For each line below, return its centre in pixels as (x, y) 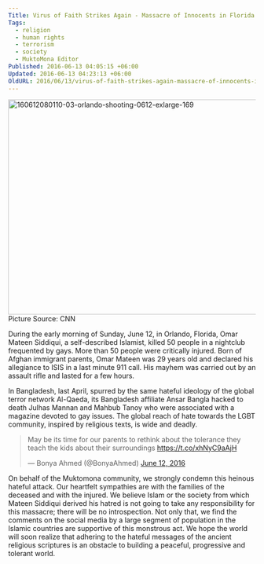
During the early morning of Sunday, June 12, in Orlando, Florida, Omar (123, 334)
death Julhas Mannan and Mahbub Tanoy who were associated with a (121, 407)
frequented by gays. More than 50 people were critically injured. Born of (125, 350)
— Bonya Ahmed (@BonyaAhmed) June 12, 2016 (106, 463)
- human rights (40, 37)
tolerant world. (32, 553)
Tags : (17, 23)
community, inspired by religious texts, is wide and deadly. (103, 424)
